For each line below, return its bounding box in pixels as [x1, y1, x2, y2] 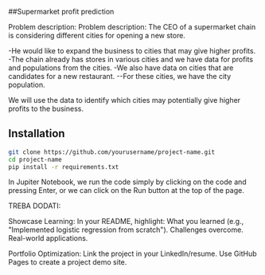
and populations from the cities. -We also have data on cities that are [8, 63, 234, 73]
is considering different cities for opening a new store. [8, 31, 185, 40]
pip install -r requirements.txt [8, 163, 119, 171]
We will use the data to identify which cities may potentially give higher [8, 96, 241, 104]
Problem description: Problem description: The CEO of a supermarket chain [8, 22, 256, 31]
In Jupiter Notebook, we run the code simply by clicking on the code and [8, 177, 247, 187]
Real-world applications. [8, 234, 88, 243]
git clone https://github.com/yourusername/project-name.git [8, 147, 216, 156]
